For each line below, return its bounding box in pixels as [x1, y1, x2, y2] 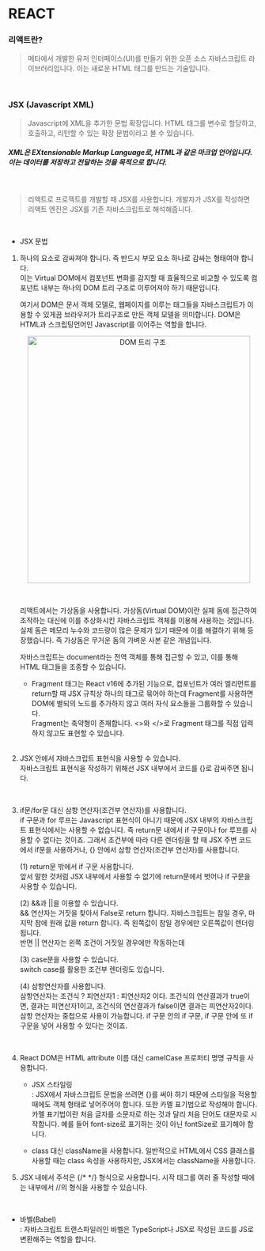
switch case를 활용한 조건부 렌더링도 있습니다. [19, 964, 165, 973]
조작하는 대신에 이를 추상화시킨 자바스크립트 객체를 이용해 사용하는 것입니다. [19, 615, 255, 625]
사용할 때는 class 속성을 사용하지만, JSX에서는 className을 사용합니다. [31, 1155, 256, 1165]
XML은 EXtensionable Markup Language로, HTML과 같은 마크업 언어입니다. [8, 148, 253, 157]
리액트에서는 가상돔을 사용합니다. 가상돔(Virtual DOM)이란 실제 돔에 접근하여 [19, 606, 257, 615]
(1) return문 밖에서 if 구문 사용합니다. [19, 861, 134, 871]
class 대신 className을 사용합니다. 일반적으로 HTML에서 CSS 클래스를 [31, 1146, 256, 1155]
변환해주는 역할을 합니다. [19, 1234, 97, 1244]
